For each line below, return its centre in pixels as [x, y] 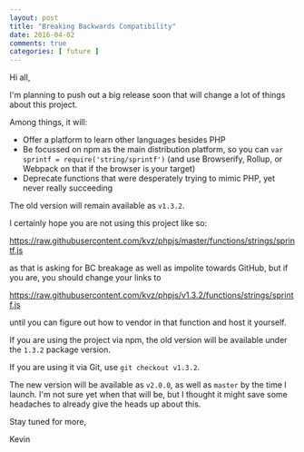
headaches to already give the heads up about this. [105, 404]
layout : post [34, 18]
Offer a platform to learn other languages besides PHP [124, 140]
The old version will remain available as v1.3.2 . [97, 206]
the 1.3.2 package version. [60, 349]
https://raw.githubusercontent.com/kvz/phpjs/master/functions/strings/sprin [152, 241]
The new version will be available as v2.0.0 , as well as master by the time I [148, 385]
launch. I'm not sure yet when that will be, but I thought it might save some [148, 395]
